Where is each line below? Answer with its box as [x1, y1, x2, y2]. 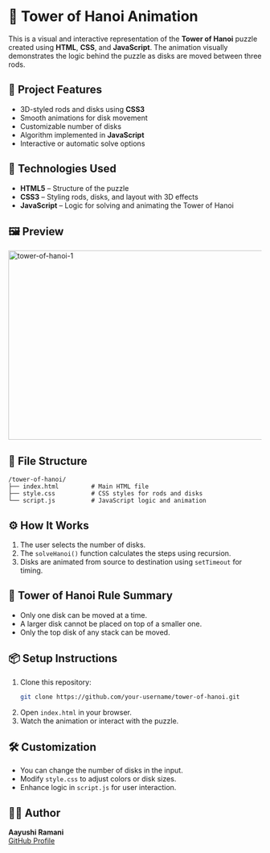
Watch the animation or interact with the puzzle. [19, 716, 179, 726]
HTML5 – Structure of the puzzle [19, 183, 129, 193]
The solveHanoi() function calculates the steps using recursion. [19, 549, 231, 558]
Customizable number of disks [19, 121, 122, 131]
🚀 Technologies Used [8, 162, 117, 176]
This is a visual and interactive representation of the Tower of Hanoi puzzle [8, 34, 258, 43]
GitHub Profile [8, 836, 55, 846]
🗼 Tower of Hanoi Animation [8, 7, 198, 26]
